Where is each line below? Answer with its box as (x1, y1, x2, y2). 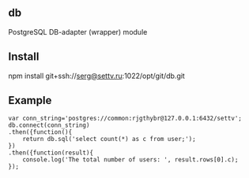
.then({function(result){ (8, 149, 93, 157)
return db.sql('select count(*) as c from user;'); (22, 135, 196, 143)
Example (8, 94, 52, 107)
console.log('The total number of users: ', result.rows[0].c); (22, 156, 239, 164)
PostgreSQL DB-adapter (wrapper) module (8, 27, 148, 36)
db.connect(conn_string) (8, 121, 90, 129)
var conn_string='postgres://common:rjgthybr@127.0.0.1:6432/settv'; (8, 114, 243, 123)
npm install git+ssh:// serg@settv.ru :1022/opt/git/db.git (8, 71, 186, 80)
